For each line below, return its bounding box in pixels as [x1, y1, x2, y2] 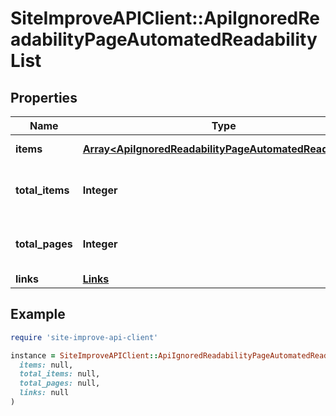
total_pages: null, [19, 378, 101, 389]
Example [10, 306, 66, 323]
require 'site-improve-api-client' [10, 332, 159, 342]
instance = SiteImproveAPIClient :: [10, 350, 159, 361]
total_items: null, [19, 369, 101, 379]
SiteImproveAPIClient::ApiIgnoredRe [10, 7, 320, 30]
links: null [19, 388, 70, 398]
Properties [10, 89, 78, 106]
